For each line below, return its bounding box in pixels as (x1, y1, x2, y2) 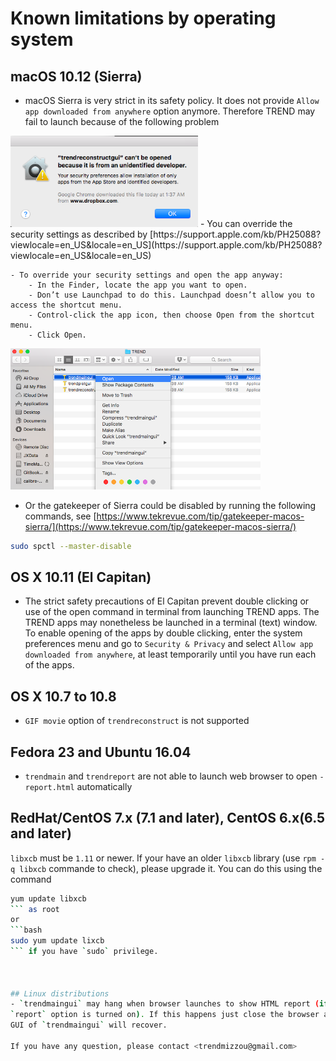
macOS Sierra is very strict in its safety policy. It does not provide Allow (24, 95, 320, 106)
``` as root (10, 904, 60, 914)
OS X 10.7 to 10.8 (10, 688, 117, 705)
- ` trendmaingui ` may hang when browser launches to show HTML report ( (10, 999, 320, 1009)
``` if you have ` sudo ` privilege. (10, 947, 159, 957)
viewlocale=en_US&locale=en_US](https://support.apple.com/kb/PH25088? (10, 238, 323, 251)
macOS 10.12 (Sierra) (10, 68, 143, 85)
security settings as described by (10, 228, 148, 240)
